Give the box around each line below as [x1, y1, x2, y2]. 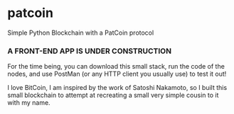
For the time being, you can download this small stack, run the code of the [7, 62, 225, 71]
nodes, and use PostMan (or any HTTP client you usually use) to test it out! [7, 69, 227, 79]
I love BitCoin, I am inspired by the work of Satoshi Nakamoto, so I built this [7, 84, 228, 92]
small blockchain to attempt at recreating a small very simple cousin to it [7, 91, 219, 100]
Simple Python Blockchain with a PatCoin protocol [7, 28, 154, 37]
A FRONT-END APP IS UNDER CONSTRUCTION [7, 46, 172, 56]
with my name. [7, 98, 51, 107]
